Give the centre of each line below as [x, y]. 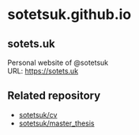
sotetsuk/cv [38, 114]
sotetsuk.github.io [69, 15]
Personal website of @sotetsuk [58, 62]
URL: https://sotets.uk [43, 71]
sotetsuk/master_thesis [56, 123]
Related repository [54, 96]
